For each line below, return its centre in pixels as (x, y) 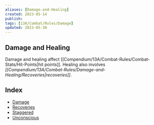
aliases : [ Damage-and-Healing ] (37, 10)
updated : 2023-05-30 (26, 28)
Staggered (23, 112)
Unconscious (26, 117)
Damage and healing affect (32, 59)
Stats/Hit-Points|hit (24, 64)
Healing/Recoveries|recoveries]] (38, 75)
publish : (14, 19)
